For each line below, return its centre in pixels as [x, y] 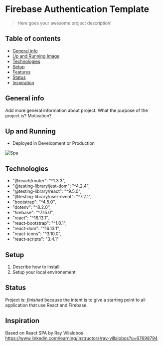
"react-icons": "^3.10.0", [37, 234]
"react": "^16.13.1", [31, 218]
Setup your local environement [44, 272]
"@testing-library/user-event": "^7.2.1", [52, 197]
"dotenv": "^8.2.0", [32, 207]
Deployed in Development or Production [53, 143]
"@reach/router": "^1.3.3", [39, 181]
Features [21, 72]
